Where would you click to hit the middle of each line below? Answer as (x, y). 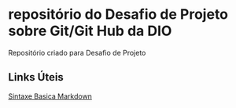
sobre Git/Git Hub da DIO (90, 31)
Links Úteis (36, 77)
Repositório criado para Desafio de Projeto (77, 52)
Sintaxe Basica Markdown (50, 96)
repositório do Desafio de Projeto (118, 14)
